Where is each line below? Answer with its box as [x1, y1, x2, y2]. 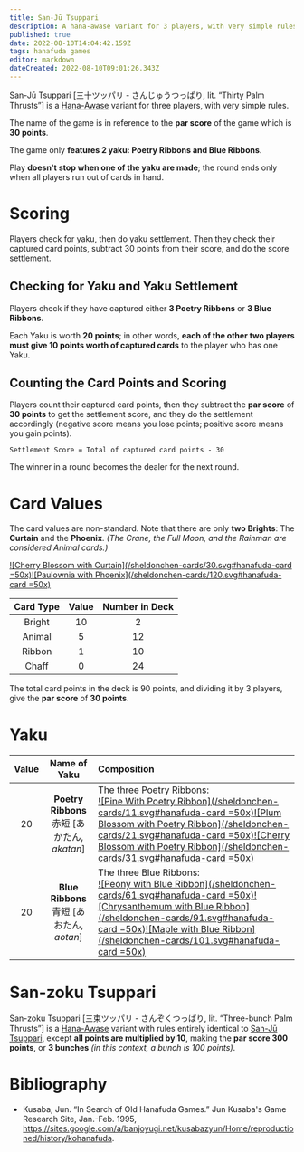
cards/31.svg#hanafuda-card [98, 852, 226, 864]
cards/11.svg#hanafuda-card [98, 806, 226, 819]
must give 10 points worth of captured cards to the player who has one [9, 339, 279, 350]
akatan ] [51, 843, 86, 855]
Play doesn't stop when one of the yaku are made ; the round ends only [9, 162, 278, 173]
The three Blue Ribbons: [98, 866, 201, 879]
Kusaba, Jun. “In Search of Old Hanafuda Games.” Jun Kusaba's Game [22, 1104, 287, 1115]
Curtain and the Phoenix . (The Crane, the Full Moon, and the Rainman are [9, 533, 287, 544]
